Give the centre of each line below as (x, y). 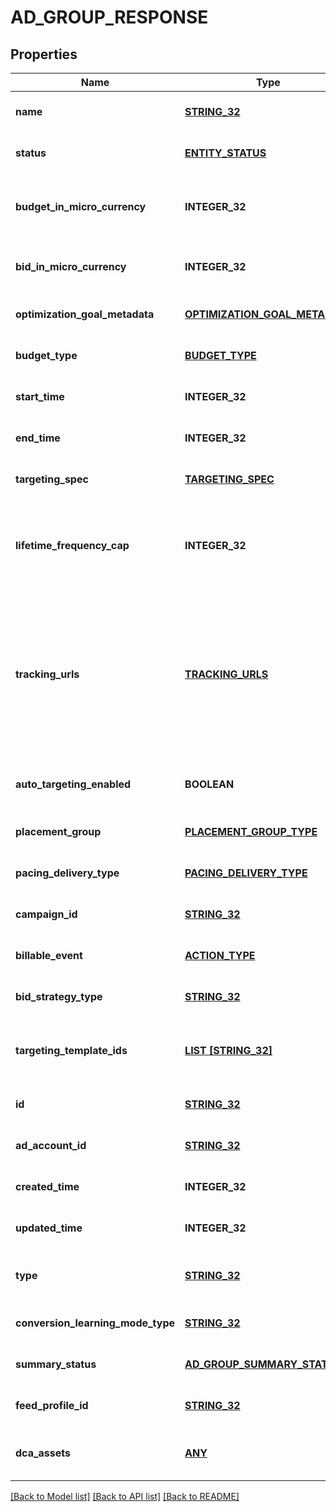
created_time (47, 1186)
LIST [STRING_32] (228, 1050)
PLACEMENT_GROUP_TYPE (251, 831)
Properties (44, 54)
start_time (40, 396)
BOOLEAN (209, 784)
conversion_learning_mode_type (95, 1323)
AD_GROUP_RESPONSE (109, 17)
